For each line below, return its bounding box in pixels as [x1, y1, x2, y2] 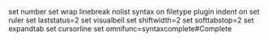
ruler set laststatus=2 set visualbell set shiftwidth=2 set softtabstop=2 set [8, 15, 254, 25]
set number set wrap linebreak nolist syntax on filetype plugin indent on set [8, 7, 261, 16]
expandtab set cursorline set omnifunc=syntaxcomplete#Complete [8, 24, 232, 33]
